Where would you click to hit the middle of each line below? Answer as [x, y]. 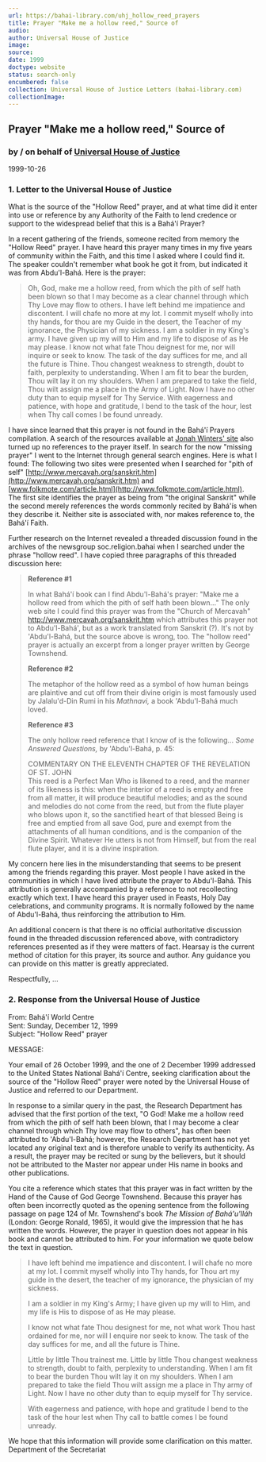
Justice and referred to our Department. [73, 1090]
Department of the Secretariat [57, 1449]
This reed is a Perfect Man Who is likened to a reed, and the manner [139, 781]
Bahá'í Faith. [28, 523]
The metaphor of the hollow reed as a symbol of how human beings [138, 685]
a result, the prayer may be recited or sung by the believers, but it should [127, 1155]
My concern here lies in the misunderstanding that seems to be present [125, 864]
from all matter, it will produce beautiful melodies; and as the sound [137, 798]
